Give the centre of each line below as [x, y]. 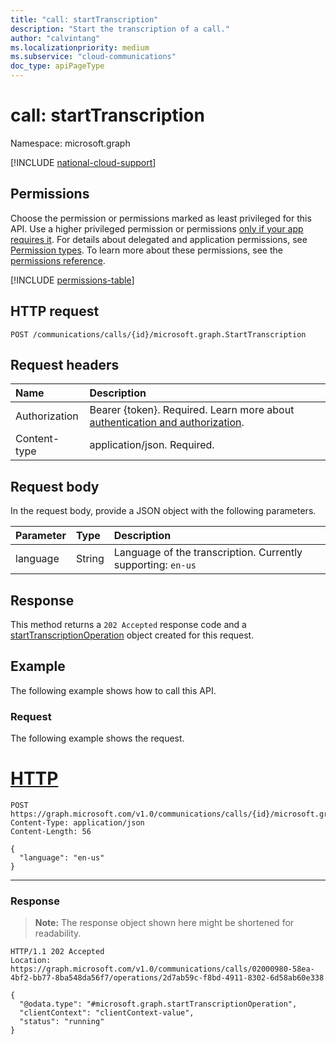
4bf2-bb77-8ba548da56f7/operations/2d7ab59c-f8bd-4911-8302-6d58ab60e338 [167, 978]
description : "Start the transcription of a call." [120, 29]
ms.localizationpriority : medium [80, 47]
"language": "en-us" [62, 858]
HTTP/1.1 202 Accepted [57, 952]
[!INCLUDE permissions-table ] [72, 280]
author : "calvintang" [55, 38]
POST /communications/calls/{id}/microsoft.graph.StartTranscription [158, 334]
